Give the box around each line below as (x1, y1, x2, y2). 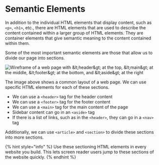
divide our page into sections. (5, 55, 65, 61)
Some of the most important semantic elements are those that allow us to (5, 50, 153, 56)
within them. (5, 40, 30, 46)
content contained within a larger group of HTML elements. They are (5, 30, 143, 36)
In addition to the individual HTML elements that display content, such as (5, 20, 152, 25)
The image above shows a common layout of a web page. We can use (5, 79, 147, 85)
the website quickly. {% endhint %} (5, 154, 76, 160)
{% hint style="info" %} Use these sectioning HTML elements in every (5, 144, 147, 149)
